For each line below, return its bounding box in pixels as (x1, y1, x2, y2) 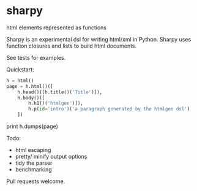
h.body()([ (17, 95, 45, 101)
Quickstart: (6, 65, 35, 73)
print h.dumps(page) (6, 123, 58, 130)
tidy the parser (15, 159, 53, 167)
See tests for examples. (6, 54, 66, 61)
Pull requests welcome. (6, 178, 65, 185)
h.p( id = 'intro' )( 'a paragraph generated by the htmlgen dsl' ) (28, 106, 190, 112)
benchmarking (15, 166, 52, 173)
